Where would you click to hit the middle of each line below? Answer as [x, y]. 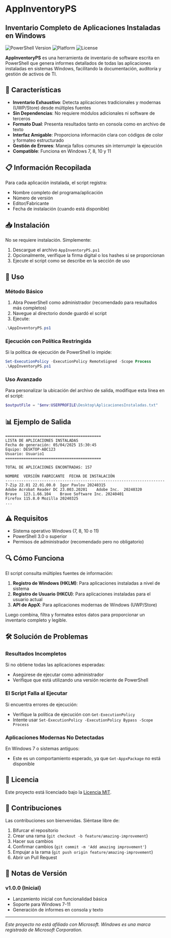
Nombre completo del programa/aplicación [58, 192]
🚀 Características [33, 90]
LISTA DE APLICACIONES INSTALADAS [42, 441]
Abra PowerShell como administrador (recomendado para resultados [85, 303]
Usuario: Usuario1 [25, 454]
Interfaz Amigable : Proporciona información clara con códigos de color [88, 135]
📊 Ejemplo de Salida [38, 422]
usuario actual [27, 599]
